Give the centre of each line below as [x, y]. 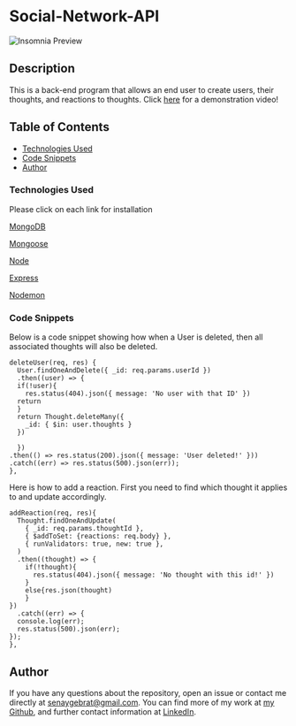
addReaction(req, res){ [53, 513]
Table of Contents [60, 127]
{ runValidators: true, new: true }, [95, 544]
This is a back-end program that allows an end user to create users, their [141, 89]
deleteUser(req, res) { [53, 363]
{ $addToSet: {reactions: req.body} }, [99, 537]
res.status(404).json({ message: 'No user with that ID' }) [138, 394]
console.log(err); [51, 622]
